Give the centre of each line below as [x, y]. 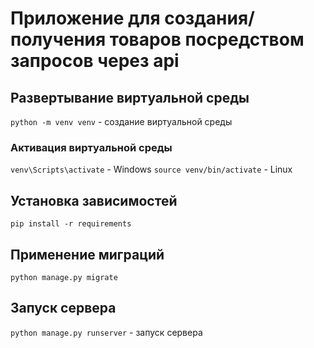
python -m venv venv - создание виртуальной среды [121, 121]
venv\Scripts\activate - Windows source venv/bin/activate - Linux [151, 169]
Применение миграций [87, 254]
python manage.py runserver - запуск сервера [106, 332]
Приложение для [85, 18]
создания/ [209, 18]
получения [58, 39]
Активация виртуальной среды [91, 147]
